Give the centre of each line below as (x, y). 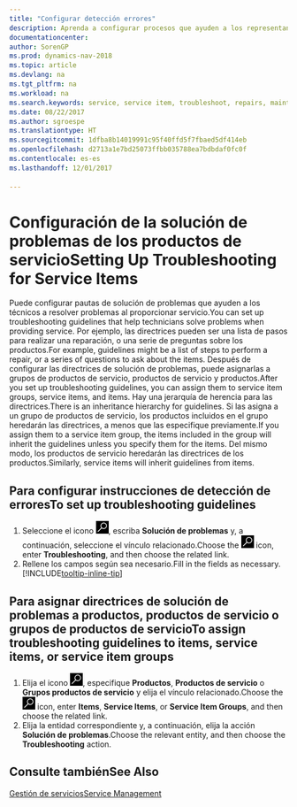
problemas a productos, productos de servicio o (144, 615)
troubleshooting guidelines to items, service (133, 643)
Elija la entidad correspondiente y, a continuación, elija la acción (138, 726)
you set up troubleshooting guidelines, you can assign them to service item (146, 388)
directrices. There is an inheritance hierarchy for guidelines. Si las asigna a (144, 406)
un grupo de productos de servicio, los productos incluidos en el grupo (139, 416)
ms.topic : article (43, 65)
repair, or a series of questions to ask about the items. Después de (130, 359)
